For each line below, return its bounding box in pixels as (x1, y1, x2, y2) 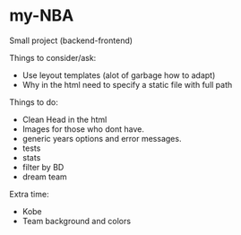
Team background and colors (22, 215, 132, 226)
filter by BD (22, 161, 65, 172)
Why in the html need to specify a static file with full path (22, 79, 233, 90)
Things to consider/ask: (9, 52, 97, 63)
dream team (22, 171, 67, 182)
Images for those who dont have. (22, 123, 145, 135)
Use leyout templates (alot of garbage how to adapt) (22, 69, 216, 81)
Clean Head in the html (22, 114, 108, 125)
